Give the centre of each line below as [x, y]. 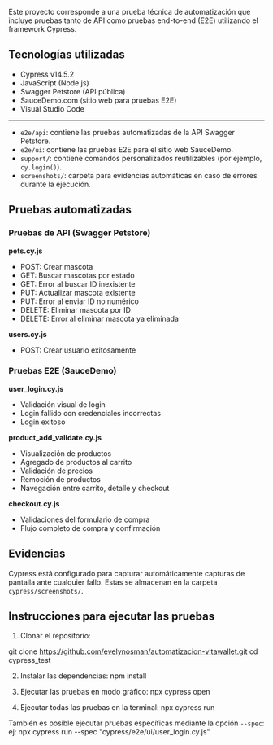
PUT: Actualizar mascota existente [78, 292]
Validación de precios [56, 471]
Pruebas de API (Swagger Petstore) [80, 233]
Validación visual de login [63, 404]
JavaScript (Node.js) [54, 83]
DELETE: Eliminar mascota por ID [76, 309]
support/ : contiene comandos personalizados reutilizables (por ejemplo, [141, 158]
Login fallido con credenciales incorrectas [90, 413]
